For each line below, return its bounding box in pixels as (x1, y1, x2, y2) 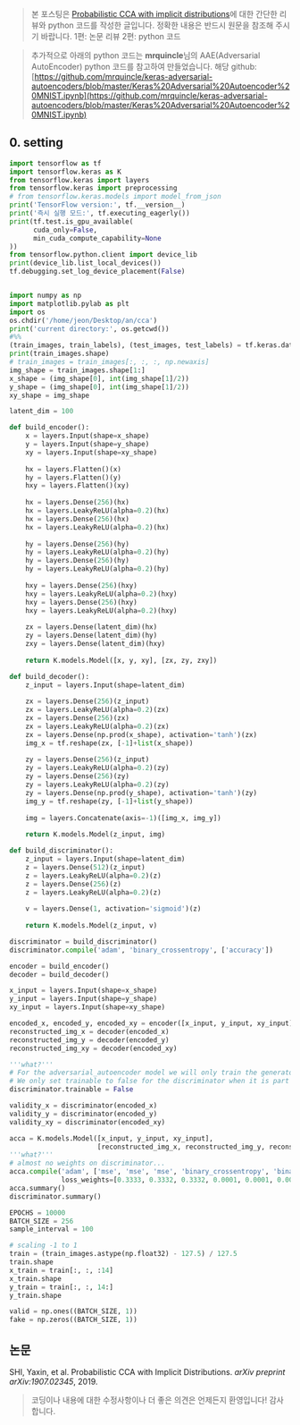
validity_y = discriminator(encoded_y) (9, 1109, 158, 1118)
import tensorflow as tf (9, 158, 102, 168)
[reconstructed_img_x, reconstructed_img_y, (96, 1142, 266, 1151)
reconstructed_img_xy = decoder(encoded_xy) (9, 1044, 178, 1053)
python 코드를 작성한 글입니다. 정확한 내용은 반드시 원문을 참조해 (47, 20, 274, 30)
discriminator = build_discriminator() (9, 937, 158, 946)
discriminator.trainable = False (9, 1085, 134, 1094)
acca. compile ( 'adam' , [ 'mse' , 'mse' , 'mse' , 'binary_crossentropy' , (9, 1167, 270, 1176)
